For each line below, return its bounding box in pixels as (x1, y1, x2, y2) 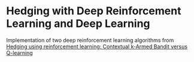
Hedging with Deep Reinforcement (6, 4, 181, 18)
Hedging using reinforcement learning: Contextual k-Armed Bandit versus (6, 43, 187, 50)
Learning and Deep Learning (6, 17, 151, 30)
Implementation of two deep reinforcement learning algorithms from (6, 36, 174, 44)
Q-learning (6, 49, 33, 56)
